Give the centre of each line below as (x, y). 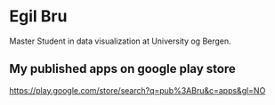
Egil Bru (38, 16)
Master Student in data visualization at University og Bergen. (120, 41)
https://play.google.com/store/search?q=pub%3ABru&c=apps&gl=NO (137, 90)
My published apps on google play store (122, 69)
